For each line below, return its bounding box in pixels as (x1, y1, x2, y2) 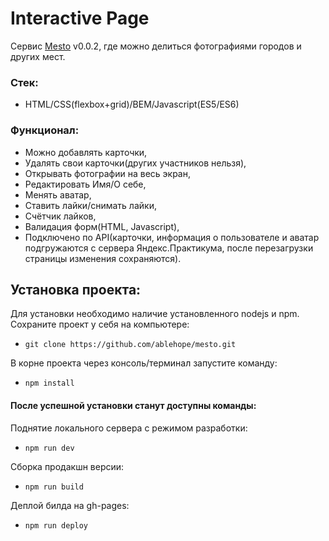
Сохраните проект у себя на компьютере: (10, 318, 190, 331)
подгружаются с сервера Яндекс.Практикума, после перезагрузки (24, 242, 314, 254)
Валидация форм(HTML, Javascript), (24, 220, 180, 232)
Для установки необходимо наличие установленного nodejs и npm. (10, 308, 300, 320)
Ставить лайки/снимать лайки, (24, 199, 157, 211)
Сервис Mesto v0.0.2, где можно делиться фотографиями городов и (10, 40, 302, 52)
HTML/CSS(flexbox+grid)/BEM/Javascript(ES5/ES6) (24, 98, 240, 111)
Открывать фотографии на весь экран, (24, 167, 191, 179)
